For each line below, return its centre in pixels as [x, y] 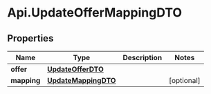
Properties [30, 38]
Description [143, 58]
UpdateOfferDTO [75, 69]
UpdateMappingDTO [82, 81]
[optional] [184, 81]
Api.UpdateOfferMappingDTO [94, 13]
